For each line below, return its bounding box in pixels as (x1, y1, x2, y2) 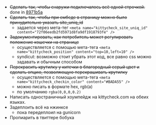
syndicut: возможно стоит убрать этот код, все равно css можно (16, 54, 152, 60)
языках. (9, 99, 26, 105)
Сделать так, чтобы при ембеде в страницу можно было (9, 15, 127, 20)
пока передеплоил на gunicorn (16, 109, 81, 115)
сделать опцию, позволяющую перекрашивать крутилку (9, 69, 128, 75)
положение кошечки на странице (9, 39, 79, 45)
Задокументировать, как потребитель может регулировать (9, 34, 133, 40)
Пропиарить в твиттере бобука (9, 115, 74, 120)
